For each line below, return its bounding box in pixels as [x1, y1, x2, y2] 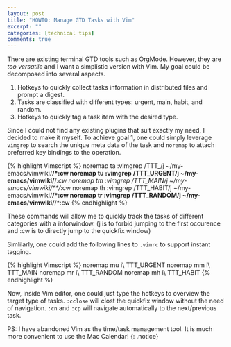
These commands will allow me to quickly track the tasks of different [7, 212, 204, 221]
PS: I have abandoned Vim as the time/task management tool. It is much [7, 325, 213, 333]
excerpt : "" [7, 23, 42, 30]
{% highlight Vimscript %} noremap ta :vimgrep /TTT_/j [7, 162, 164, 170]
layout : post [7, 10, 45, 17]
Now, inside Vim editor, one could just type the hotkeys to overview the [7, 289, 210, 298]
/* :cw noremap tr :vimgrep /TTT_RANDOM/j [51, 192, 182, 200]
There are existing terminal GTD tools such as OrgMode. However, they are [7, 55, 222, 63]
